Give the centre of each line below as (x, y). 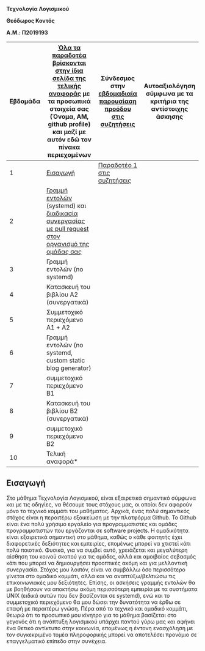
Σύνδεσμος (118, 78)
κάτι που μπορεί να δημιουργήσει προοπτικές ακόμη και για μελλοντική (97, 563)
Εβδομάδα (25, 101)
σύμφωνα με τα (169, 93)
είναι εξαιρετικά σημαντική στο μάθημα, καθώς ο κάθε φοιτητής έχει (94, 537)
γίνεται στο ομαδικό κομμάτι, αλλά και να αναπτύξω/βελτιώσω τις (91, 576)
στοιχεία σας (70, 109)
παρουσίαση (118, 101)
